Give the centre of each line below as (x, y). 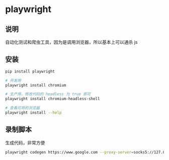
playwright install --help (33, 113)
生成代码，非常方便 (25, 142)
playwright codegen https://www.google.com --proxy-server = (70, 152)
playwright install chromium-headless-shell (53, 99)
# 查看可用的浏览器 (23, 108)
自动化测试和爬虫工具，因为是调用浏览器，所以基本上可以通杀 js (71, 42)
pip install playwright (30, 71)
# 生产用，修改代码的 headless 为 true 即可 (48, 94)
